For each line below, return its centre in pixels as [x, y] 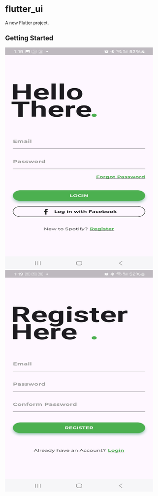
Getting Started [29, 38]
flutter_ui [24, 9]
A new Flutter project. [27, 23]
